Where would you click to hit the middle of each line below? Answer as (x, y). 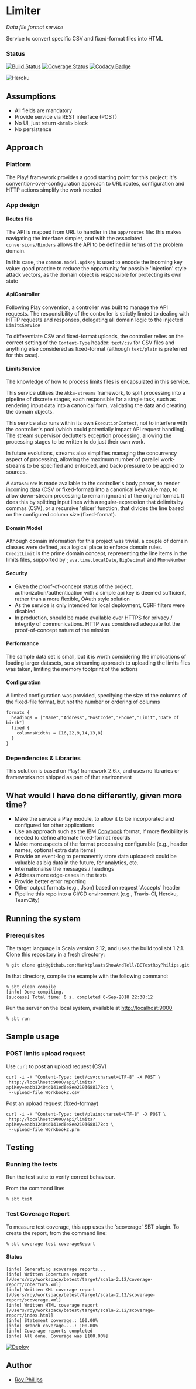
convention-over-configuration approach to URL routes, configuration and (95, 183)
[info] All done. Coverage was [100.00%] (57, 1336)
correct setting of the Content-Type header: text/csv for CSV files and (90, 343)
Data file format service (35, 27)
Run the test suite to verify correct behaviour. (61, 1177)
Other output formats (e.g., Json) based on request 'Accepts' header (97, 888)
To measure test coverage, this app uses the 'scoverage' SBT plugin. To (93, 1227)
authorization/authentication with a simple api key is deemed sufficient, (100, 592)
